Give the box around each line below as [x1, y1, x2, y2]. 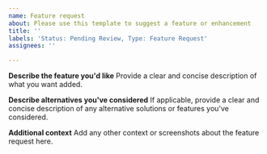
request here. [8, 136, 53, 146]
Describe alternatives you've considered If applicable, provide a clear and [8, 95, 260, 105]
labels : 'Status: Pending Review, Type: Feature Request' [8, 34, 208, 43]
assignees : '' [8, 42, 57, 50]
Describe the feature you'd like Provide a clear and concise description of [8, 71, 257, 81]
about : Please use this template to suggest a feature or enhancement [8, 19, 252, 27]
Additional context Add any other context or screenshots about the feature [8, 128, 260, 138]
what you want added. [8, 80, 83, 89]
